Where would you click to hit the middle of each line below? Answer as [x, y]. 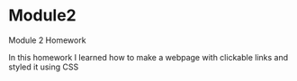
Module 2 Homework [47, 40]
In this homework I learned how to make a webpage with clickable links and [148, 57]
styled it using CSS [44, 67]
